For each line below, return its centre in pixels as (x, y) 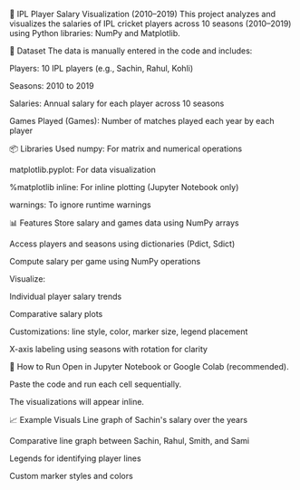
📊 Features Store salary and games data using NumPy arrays (124, 223)
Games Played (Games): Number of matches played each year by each (142, 121)
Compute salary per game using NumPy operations (105, 261)
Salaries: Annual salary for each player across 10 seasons (117, 103)
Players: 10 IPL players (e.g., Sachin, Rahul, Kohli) (101, 68)
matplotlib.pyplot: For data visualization (83, 169)
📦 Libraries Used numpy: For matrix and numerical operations (126, 149)
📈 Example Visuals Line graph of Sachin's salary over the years (128, 420)
